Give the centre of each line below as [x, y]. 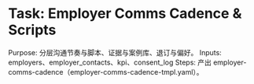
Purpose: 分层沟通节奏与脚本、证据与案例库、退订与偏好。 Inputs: [115, 52]
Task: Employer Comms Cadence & [125, 14]
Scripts [32, 30]
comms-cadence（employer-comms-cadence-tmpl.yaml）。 [106, 72]
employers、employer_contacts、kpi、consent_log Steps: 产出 [110, 62]
